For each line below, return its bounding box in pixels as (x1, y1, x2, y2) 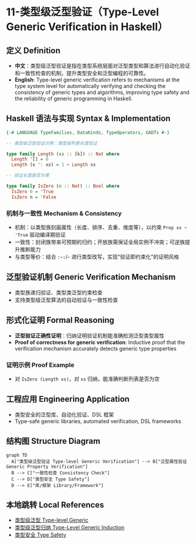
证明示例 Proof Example (6, 361, 75, 369)
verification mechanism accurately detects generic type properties (14, 345, 177, 352)
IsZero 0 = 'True (11, 188, 54, 195)
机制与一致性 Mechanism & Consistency (6, 209, 122, 217)
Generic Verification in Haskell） (6, 20, 169, 34)
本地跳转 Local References (6, 500, 104, 510)
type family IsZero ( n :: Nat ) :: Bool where (6, 183, 119, 189)
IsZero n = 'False (11, 194, 57, 200)
